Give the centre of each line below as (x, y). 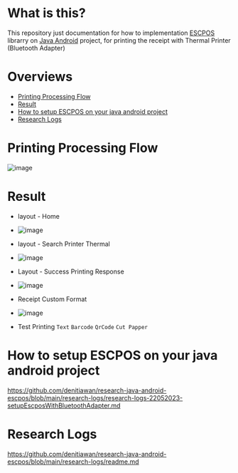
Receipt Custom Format (52, 299)
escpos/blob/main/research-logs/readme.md (74, 462)
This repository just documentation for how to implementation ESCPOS (111, 33)
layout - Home (39, 216)
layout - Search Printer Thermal (64, 244)
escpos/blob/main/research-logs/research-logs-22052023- (95, 397)
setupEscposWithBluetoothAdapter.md (64, 405)
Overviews (40, 77)
